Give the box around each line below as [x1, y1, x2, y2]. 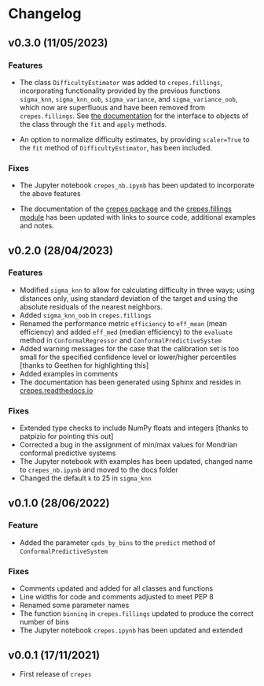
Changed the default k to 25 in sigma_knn [19, 473, 152, 483]
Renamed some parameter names [19, 600, 130, 610]
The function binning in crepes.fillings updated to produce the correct [19, 609, 254, 618]
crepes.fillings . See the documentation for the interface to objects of [19, 111, 249, 121]
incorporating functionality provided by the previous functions [19, 86, 221, 95]
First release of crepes [19, 669, 92, 678]
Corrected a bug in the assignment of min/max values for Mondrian [19, 440, 238, 450]
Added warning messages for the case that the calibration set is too [19, 343, 240, 353]
